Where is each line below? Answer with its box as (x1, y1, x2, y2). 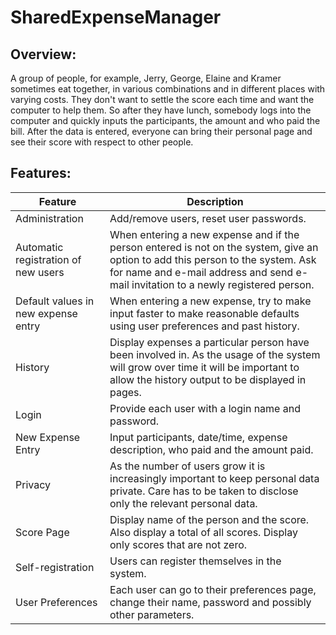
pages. (109, 385, 142, 399)
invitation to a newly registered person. (131, 277, 315, 291)
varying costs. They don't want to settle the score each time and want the (10, 94, 315, 105)
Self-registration (15, 560, 95, 574)
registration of (15, 252, 82, 266)
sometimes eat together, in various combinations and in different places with (10, 83, 326, 95)
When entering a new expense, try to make (109, 294, 312, 308)
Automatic (15, 240, 64, 254)
